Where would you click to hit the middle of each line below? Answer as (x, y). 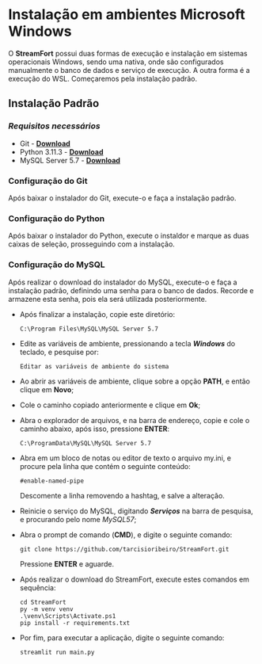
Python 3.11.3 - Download (62, 151)
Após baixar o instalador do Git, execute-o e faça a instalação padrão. (122, 198)
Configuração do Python (57, 218)
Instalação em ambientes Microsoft (127, 15)
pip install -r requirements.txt (75, 623)
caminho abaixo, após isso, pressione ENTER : (95, 429)
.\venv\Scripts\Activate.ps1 (68, 616)
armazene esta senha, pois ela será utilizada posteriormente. (108, 299)
